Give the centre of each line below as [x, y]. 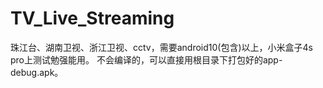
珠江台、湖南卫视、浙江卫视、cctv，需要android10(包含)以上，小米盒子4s [161, 47]
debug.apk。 [37, 72]
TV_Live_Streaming [92, 18]
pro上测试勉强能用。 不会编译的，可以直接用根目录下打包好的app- [146, 59]
